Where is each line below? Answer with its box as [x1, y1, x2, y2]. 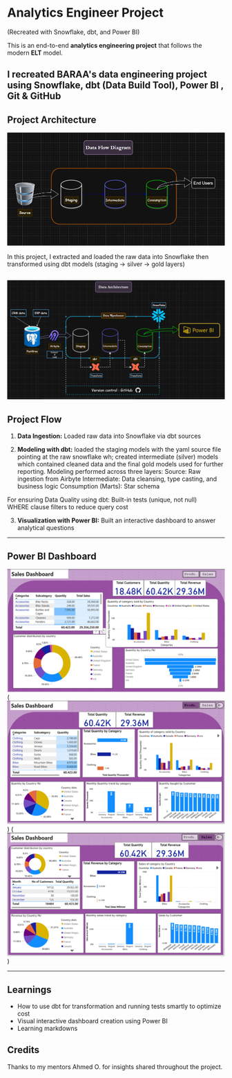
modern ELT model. [7, 48, 64, 57]
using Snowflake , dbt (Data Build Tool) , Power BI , [7, 80, 224, 91]
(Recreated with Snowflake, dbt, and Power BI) [7, 28, 140, 36]
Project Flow [7, 414, 62, 425]
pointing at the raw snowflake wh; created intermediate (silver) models [17, 452, 219, 461]
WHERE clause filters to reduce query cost [7, 503, 128, 511]
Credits [7, 1044, 40, 1056]
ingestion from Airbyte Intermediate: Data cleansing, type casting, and [17, 475, 217, 483]
